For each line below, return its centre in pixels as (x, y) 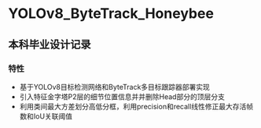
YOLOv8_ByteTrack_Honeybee (111, 14)
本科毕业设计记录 (50, 44)
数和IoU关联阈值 (46, 116)
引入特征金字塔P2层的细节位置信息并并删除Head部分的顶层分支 (122, 96)
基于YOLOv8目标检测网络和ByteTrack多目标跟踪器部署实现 (115, 87)
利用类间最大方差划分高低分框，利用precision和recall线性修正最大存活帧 (136, 106)
